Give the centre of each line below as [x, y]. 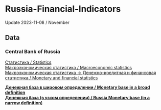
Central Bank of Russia [33, 52]
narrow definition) [24, 103]
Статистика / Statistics [28, 62]
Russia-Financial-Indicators [63, 9]
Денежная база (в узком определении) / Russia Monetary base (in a [78, 97]
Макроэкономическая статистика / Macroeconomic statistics [69, 67]
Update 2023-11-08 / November [37, 22]
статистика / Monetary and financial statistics [51, 78]
